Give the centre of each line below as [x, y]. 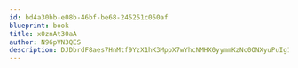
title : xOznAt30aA [43, 34]
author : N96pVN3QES [45, 42]
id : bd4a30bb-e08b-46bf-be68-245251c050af [89, 17]
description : [33, 50]
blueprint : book [39, 26]
